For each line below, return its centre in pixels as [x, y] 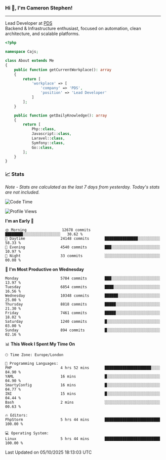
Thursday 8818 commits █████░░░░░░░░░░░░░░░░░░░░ [83, 304]
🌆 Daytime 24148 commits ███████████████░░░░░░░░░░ [83, 238]
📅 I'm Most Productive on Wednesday [44, 269]
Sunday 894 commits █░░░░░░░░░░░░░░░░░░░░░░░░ [83, 330]
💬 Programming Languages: [32, 363]
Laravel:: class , [48, 138]
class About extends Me [30, 61]
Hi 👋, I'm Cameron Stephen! [39, 8]
